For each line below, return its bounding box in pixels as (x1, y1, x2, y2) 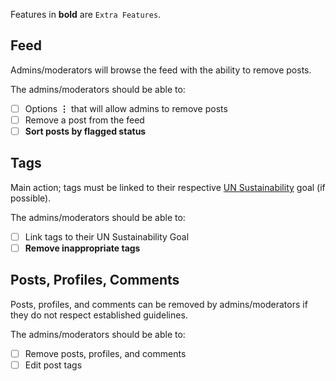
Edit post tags (24, 359, 83, 371)
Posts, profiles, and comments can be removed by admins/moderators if (10, 298, 308, 310)
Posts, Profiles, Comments (10, 272, 180, 289)
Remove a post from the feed (24, 114, 145, 126)
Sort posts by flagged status (24, 125, 147, 137)
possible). (10, 192, 52, 204)
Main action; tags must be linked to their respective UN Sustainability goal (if (10, 181, 326, 193)
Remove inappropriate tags (24, 242, 141, 254)
